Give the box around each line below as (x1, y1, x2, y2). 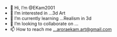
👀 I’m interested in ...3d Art (10, 10, 66, 16)
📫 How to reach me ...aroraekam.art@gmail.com (10, 26, 112, 32)
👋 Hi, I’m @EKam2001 (10, 5, 55, 10)
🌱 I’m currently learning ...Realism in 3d (10, 15, 92, 21)
